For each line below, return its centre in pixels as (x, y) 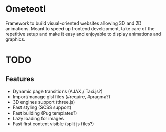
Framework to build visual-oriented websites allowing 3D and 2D (74, 23)
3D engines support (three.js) (44, 102)
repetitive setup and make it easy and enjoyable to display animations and (83, 34)
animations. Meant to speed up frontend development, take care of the (80, 28)
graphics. (15, 39)
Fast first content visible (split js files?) (53, 124)
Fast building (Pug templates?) (45, 113)
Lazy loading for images (38, 118)
